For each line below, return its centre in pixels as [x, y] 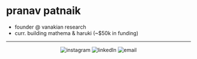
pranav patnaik [43, 11]
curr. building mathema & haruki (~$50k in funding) [77, 33]
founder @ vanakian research [50, 27]
